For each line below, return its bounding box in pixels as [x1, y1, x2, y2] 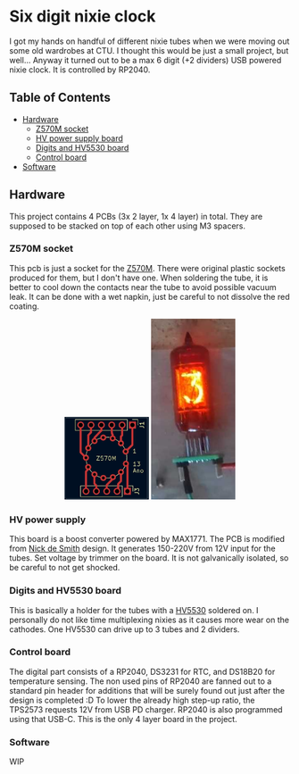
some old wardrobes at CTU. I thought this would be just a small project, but [9, 45, 289, 55]
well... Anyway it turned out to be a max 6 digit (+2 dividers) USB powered [9, 54, 282, 65]
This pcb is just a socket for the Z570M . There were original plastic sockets [9, 262, 286, 273]
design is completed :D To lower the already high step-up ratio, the [9, 695, 255, 705]
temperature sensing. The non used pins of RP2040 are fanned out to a [9, 676, 272, 687]
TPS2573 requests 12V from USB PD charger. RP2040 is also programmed [9, 703, 283, 715]
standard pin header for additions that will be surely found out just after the [9, 685, 286, 695]
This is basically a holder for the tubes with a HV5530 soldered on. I [9, 604, 259, 615]
